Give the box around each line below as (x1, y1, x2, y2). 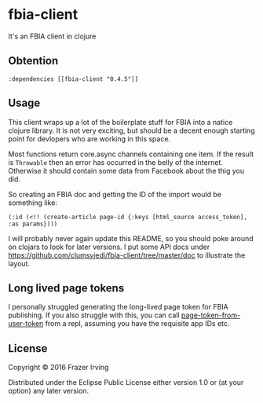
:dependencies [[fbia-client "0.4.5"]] (8, 75, 139, 83)
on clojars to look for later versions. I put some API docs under (8, 242, 210, 251)
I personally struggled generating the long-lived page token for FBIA (8, 302, 229, 312)
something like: (8, 198, 57, 207)
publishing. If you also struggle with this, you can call (8, 310, 180, 320)
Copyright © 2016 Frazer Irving (8, 363, 109, 372)
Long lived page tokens (8, 281, 125, 295)
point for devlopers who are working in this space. (8, 134, 171, 143)
